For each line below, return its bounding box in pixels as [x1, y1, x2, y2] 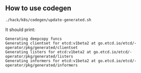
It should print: [5, 26, 35, 32]
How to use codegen [5, 4, 72, 13]
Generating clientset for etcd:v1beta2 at [5, 40, 96, 46]
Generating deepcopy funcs [5, 36, 62, 41]
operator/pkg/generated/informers [5, 62, 78, 67]
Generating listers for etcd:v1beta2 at [5, 49, 92, 54]
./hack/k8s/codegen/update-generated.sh [5, 17, 92, 22]
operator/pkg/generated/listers [5, 54, 73, 59]
